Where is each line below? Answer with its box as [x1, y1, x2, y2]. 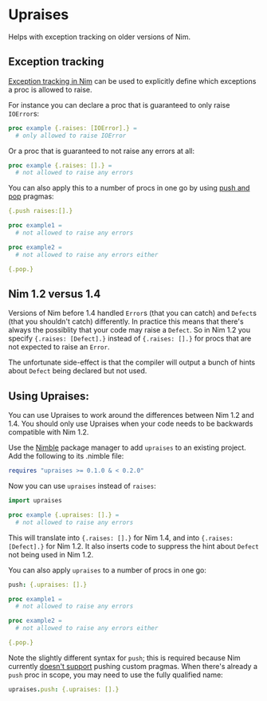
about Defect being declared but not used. [8, 366, 147, 376]
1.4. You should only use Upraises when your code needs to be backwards [8, 419, 253, 428]
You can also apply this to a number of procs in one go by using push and [8, 183, 250, 193]
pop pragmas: [8, 191, 54, 201]
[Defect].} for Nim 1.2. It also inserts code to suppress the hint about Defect [8, 541, 259, 551]
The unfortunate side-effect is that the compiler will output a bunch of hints [8, 357, 256, 368]
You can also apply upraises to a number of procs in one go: [8, 565, 207, 575]
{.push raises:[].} [8, 207, 73, 215]
